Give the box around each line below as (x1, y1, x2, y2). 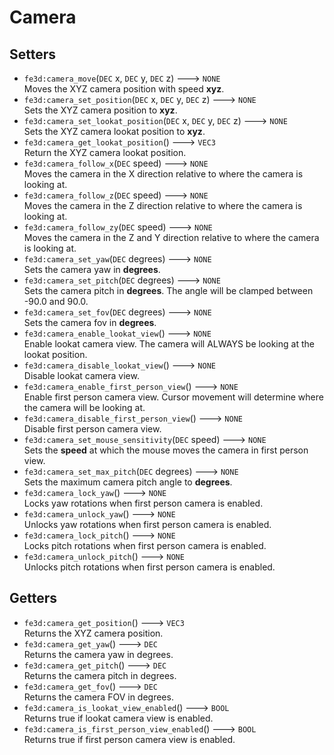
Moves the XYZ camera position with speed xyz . (23, 83, 225, 95)
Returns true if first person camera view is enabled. (23, 733, 236, 745)
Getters (9, 590, 58, 607)
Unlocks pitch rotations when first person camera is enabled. (23, 561, 276, 573)
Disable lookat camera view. (23, 370, 140, 381)
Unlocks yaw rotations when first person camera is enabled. (23, 519, 272, 530)
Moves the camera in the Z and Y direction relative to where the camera (23, 232, 320, 243)
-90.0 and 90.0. (23, 296, 89, 307)
